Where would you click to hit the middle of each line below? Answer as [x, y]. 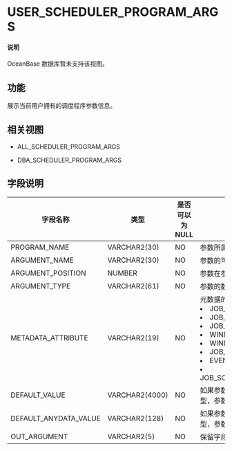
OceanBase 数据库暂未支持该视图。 [58, 64]
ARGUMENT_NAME [42, 260]
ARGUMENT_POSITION [48, 273]
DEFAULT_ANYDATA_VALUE [56, 418]
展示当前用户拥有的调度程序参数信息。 [61, 106]
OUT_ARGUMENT [39, 436]
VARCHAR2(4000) [138, 395]
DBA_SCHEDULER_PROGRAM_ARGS [69, 160]
